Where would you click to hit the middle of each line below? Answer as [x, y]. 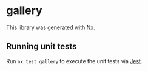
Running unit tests [42, 46]
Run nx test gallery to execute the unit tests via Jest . [74, 61]
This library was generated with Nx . [51, 27]
